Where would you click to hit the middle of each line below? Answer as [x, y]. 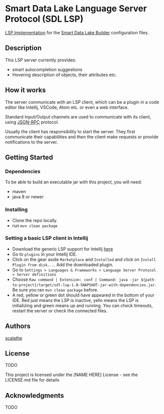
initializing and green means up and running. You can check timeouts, [82, 305]
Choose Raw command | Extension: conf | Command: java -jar [75, 279]
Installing [16, 209]
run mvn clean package [35, 225]
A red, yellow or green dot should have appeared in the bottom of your [83, 295]
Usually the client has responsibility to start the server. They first [70, 131]
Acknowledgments [35, 396]
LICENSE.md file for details [32, 380]
